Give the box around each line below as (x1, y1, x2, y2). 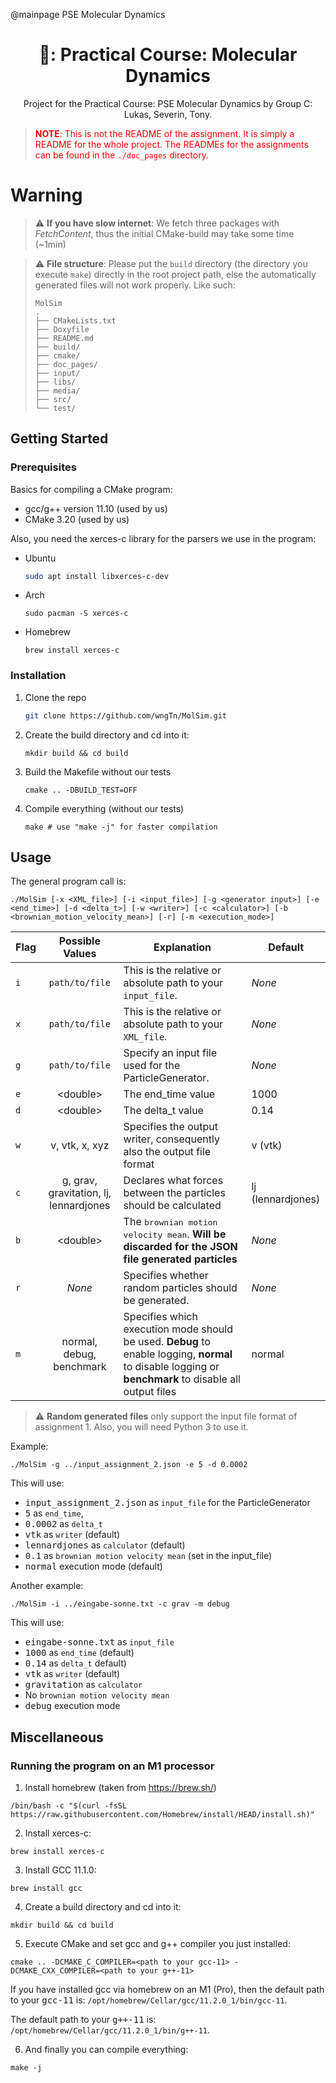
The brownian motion (123, 1215, 218, 1229)
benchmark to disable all (123, 1372, 241, 1386)
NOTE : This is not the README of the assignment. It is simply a (34, 127, 295, 139)
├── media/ (34, 385, 81, 396)
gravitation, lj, (48, 1186, 112, 1200)
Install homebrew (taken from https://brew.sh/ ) (24, 1782, 217, 1794)
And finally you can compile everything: (24, 2044, 189, 2056)
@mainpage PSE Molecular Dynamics (10, 9, 166, 20)
